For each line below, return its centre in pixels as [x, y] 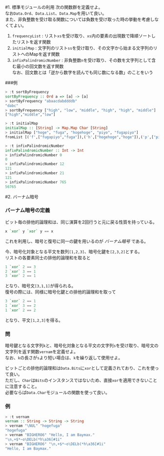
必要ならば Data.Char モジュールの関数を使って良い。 [57, 393]
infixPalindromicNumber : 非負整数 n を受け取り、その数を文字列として [82, 60]
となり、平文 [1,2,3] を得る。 [34, 320]
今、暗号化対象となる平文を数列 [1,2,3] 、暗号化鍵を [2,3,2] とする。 [74, 251]
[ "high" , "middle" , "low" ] [30, 115]
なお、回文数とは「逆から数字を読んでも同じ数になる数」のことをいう [83, 72]
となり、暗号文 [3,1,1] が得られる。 [41, 286]
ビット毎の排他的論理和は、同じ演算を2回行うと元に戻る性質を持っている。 [81, 222]
